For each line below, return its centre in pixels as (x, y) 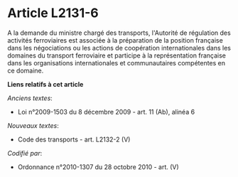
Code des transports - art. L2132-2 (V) (74, 139)
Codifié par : (25, 153)
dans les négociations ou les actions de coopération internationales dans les (119, 48)
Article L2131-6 (53, 13)
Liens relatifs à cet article (45, 84)
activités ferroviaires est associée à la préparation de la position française (115, 40)
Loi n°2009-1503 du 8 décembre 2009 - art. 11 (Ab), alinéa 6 (106, 112)
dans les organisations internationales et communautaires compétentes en (117, 63)
